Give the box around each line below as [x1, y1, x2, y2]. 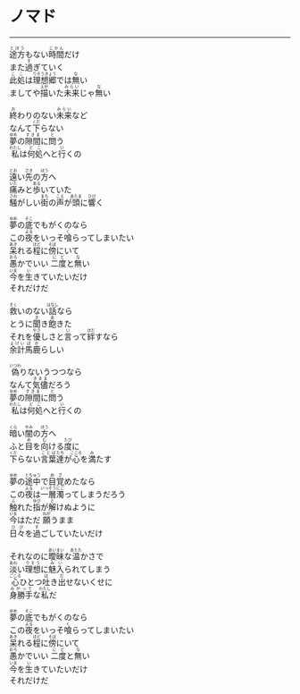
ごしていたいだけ [40, 528, 104, 539]
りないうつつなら [19, 367, 82, 377]
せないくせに [65, 576, 113, 587]
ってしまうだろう [63, 489, 127, 500]
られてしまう [63, 563, 112, 574]
